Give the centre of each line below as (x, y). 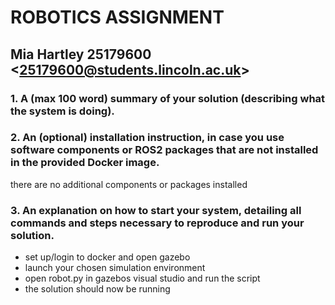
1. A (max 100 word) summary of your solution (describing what (168, 98)
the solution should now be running (97, 289)
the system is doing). (62, 111)
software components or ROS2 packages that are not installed (164, 150)
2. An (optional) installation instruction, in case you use (147, 138)
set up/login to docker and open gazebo (107, 257)
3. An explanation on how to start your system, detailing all (156, 210)
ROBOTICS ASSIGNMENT (117, 17)
